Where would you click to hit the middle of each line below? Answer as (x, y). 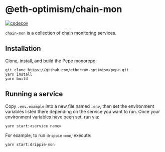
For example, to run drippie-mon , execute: (48, 135)
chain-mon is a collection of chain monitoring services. (61, 33)
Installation (23, 49)
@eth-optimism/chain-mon (64, 9)
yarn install (19, 74)
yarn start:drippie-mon (30, 144)
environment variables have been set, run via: (52, 117)
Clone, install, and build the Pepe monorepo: (51, 61)
